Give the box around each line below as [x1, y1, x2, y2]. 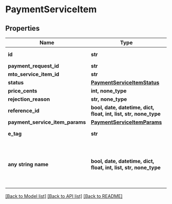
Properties [5, 24, 40, 33]
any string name [8, 161, 49, 168]
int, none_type [91, 87, 127, 94]
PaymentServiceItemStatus [91, 79, 160, 86]
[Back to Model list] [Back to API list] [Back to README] [5, 193, 123, 199]
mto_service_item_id [8, 71, 60, 78]
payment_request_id [8, 62, 59, 70]
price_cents [8, 87, 37, 94]
